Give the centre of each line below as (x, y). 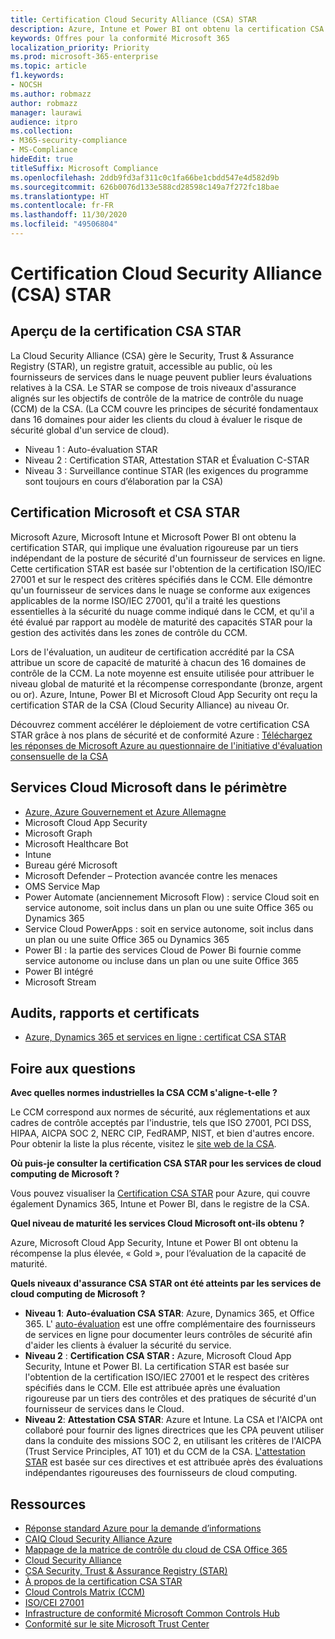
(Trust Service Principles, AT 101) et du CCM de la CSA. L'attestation (165, 1452)
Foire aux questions (73, 1068)
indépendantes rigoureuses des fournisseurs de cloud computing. (161, 1473)
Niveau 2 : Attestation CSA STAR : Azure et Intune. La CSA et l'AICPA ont (173, 1420)
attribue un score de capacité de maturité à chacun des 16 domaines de (158, 662)
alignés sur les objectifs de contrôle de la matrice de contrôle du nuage (157, 398)
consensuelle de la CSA (59, 756)
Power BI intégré (59, 971)
